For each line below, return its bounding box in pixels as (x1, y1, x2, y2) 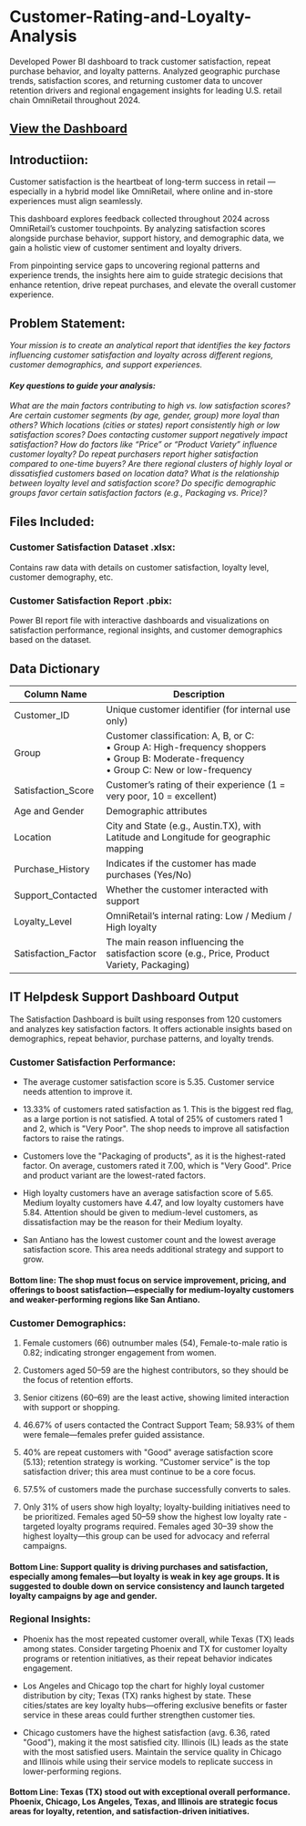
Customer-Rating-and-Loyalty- (9, 6, 252, 27)
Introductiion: (9, 152, 89, 168)
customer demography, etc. (9, 572, 114, 583)
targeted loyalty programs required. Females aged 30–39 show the (22, 1521, 274, 1532)
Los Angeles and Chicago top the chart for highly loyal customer (22, 1680, 265, 1691)
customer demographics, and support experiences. (9, 358, 203, 370)
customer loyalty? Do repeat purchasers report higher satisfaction (9, 449, 259, 459)
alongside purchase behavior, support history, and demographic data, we (9, 232, 285, 243)
